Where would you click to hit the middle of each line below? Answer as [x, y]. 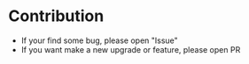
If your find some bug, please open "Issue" [99, 40]
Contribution [56, 16]
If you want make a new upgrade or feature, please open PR [131, 49]
